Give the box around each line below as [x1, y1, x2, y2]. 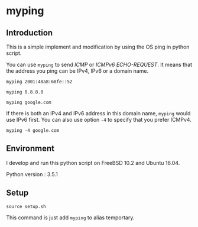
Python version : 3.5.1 [6, 170, 58, 178]
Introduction [6, 28, 53, 38]
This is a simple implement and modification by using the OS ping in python [6, 43, 190, 50]
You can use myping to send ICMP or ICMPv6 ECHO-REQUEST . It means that [6, 61, 193, 68]
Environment [6, 144, 55, 154]
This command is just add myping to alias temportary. [6, 214, 135, 221]
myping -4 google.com [6, 128, 60, 134]
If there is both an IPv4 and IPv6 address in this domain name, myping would [6, 110, 191, 116]
